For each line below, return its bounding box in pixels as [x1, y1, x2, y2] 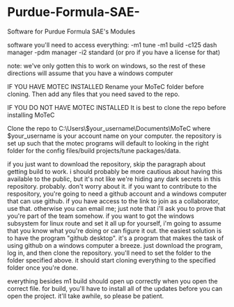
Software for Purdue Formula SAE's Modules [7, 27, 136, 36]
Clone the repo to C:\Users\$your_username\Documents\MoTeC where [7, 124, 211, 132]
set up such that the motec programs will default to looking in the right [7, 139, 209, 147]
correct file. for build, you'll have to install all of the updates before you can [7, 284, 223, 292]
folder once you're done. [7, 263, 79, 271]
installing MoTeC [7, 111, 55, 119]
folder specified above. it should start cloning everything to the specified [7, 255, 216, 265]
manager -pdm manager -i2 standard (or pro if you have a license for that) [7, 48, 221, 56]
